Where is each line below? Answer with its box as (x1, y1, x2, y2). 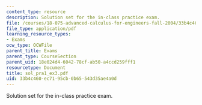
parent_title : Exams (6, 48, 58, 54)
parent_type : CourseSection (6, 53, 77, 59)
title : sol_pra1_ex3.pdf (6, 70, 69, 76)
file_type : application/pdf (6, 25, 77, 32)
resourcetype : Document (6, 64, 66, 71)
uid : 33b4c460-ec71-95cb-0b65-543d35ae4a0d (6, 76, 117, 82)
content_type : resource (6, 8, 66, 15)
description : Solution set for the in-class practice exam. (6, 14, 161, 20)
